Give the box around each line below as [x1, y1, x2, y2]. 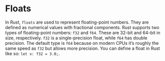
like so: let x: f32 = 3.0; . [5, 50, 60, 57]
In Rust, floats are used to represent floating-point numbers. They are [5, 19, 149, 25]
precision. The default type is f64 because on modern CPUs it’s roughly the [5, 40, 159, 46]
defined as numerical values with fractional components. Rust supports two [5, 24, 160, 30]
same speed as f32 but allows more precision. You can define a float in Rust [5, 45, 160, 51]
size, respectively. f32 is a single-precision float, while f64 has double [5, 35, 148, 41]
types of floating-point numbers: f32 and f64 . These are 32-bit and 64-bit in [5, 30, 161, 35]
